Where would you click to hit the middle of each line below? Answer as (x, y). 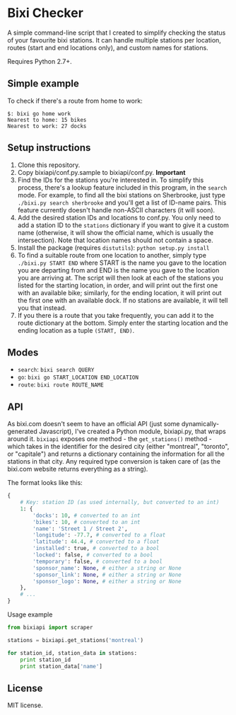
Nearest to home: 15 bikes (47, 120)
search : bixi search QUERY (56, 370)
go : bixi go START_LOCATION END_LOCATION (78, 377)
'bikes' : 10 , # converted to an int (87, 522)
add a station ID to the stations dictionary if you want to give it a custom (123, 225)
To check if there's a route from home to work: (75, 101)
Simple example (43, 84)
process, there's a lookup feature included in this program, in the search (122, 187)
